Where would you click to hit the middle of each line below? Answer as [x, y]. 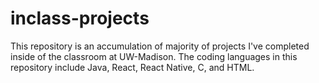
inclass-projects [80, 18]
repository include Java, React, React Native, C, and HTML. [132, 67]
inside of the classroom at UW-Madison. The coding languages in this [154, 56]
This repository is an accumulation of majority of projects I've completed [160, 46]
